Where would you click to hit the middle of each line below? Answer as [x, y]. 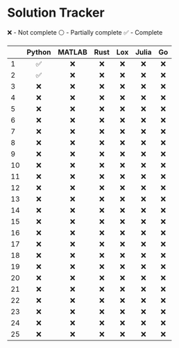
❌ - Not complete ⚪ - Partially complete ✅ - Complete [85, 32]
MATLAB [73, 52]
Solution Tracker [56, 13]
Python [39, 52]
